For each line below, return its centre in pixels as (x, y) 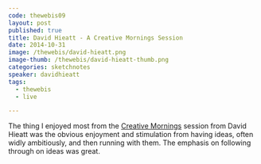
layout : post (30, 23)
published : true (35, 30)
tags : (17, 82)
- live (26, 97)
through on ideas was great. (55, 151)
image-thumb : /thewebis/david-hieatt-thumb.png (89, 60)
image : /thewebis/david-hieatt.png (67, 52)
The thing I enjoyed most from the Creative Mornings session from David (127, 126)
